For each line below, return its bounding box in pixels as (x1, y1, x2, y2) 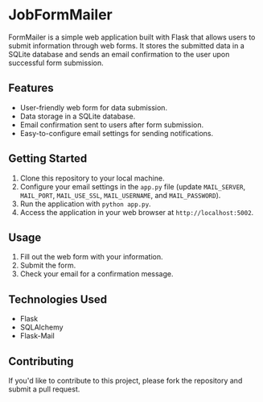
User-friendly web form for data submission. (19, 102, 167, 112)
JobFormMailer (8, 6, 113, 24)
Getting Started (8, 151, 88, 166)
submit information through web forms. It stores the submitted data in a (8, 40, 245, 50)
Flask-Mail (19, 331, 55, 341)
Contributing (8, 354, 74, 368)
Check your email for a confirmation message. (19, 269, 175, 279)
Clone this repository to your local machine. (19, 173, 165, 183)
